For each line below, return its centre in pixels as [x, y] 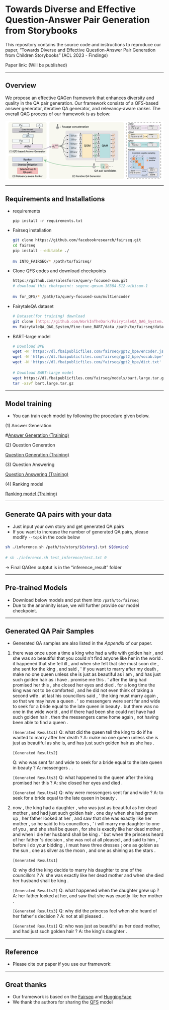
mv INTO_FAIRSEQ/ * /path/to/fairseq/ [52, 261]
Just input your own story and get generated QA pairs [68, 526]
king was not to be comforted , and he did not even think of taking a [83, 690]
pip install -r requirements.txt [48, 221]
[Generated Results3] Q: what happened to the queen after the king [83, 778]
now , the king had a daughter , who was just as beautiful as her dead [84, 808]
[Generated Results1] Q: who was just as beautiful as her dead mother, [87, 926]
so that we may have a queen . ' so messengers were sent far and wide [86, 701]
